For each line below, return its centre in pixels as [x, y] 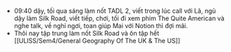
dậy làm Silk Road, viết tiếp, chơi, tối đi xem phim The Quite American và [119, 18]
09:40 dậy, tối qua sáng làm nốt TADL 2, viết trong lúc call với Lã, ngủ [115, 11]
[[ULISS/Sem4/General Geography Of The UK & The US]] [97, 41]
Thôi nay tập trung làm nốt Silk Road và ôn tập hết [87, 33]
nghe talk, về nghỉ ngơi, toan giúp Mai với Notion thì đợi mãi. [101, 26]
